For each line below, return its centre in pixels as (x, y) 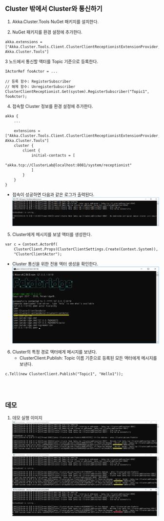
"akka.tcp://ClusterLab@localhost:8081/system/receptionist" (69, 165)
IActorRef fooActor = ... (31, 71)
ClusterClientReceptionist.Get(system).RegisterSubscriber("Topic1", (77, 91)
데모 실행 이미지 (27, 417)
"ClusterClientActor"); (38, 254)
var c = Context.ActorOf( (31, 244)
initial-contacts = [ (53, 155)
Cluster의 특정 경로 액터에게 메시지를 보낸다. (54, 352)
